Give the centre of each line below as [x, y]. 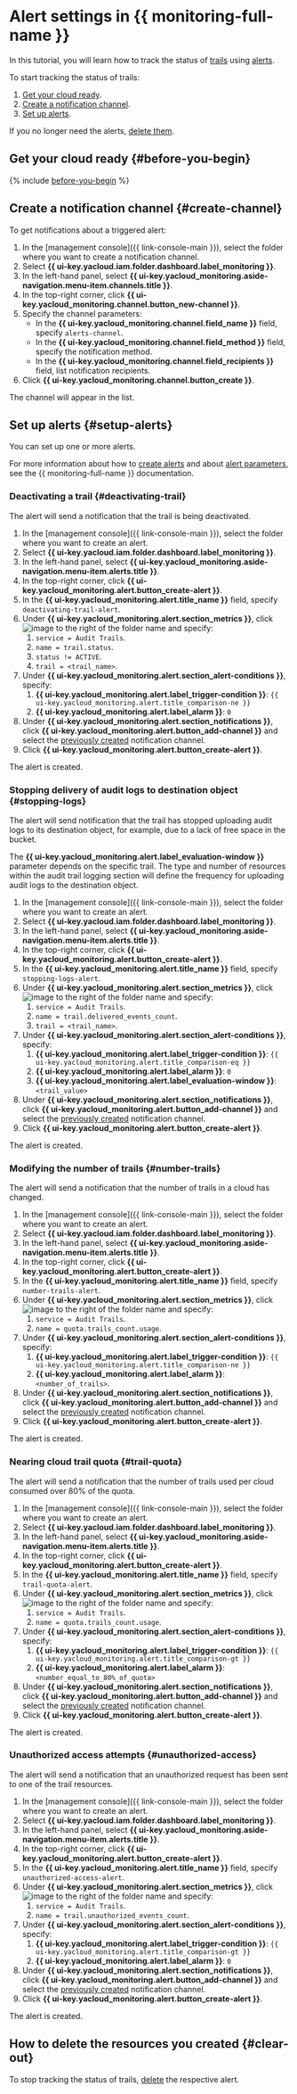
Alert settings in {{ [79, 16]
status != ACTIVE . [68, 656]
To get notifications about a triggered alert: [88, 230]
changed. [27, 1198]
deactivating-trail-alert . [71, 609]
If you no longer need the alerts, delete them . [92, 130]
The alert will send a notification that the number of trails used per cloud [141, 1481]
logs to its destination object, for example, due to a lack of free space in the [148, 829]
